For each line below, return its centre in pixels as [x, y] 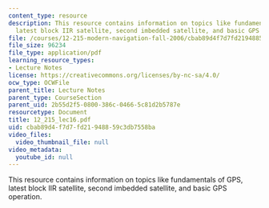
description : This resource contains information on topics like [119, 23]
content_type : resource [48, 16]
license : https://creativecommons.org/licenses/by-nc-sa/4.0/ [114, 75]
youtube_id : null [44, 157]
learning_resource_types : [51, 61]
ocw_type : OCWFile [39, 82]
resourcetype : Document [48, 113]
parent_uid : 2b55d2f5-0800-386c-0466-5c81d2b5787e [94, 105]
